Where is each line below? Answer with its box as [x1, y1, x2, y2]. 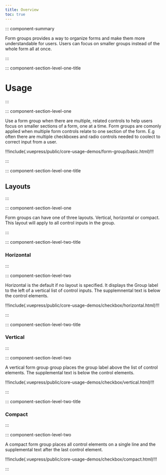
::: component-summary [5, 25, 55, 31]
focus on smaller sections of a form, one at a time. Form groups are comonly [5, 123, 162, 129]
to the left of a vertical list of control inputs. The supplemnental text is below [5, 287, 161, 293]
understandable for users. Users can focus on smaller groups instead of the [5, 40, 160, 46]
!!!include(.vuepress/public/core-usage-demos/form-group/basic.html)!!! [5, 148, 154, 154]
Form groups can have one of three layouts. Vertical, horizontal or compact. [5, 214, 160, 221]
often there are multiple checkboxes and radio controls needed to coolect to [5, 134, 161, 139]
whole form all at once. [5, 46, 52, 52]
